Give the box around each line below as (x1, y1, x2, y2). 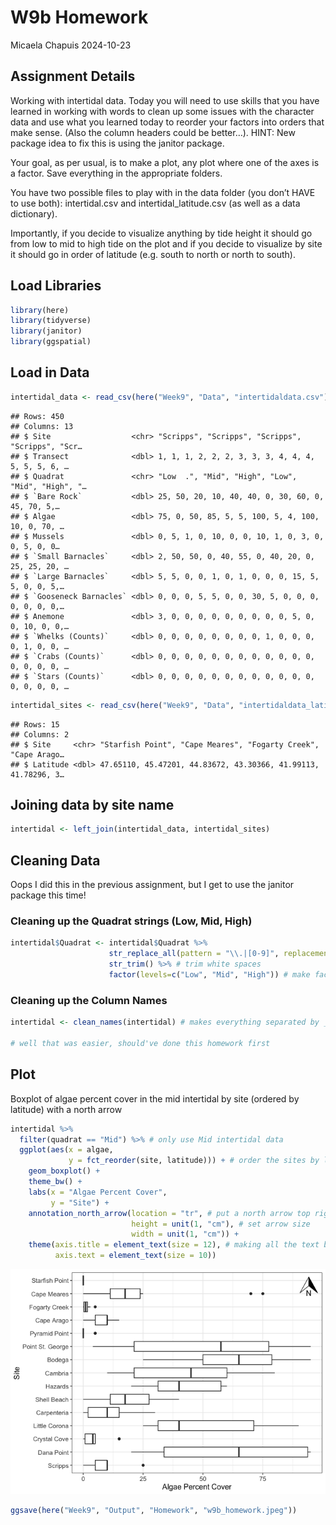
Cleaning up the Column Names (10, 993, 168, 1007)
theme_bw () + (28, 1177, 83, 1187)
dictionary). (10, 207, 58, 220)
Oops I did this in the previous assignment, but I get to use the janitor (10, 879, 295, 891)
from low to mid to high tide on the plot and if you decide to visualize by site (10, 237, 323, 250)
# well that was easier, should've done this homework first (10, 1038, 271, 1048)
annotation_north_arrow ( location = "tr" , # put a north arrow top (28, 1208, 311, 1218)
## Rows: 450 (10, 411, 65, 421)
